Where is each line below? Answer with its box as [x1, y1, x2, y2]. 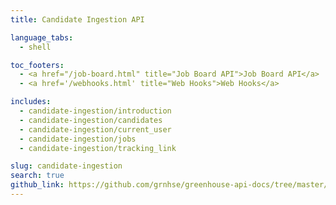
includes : [10, 97, 52, 107]
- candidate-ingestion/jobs [19, 134, 137, 144]
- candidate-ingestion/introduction [19, 106, 172, 116]
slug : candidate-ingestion [10, 161, 123, 171]
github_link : [10, 180, 65, 190]
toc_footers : [10, 60, 65, 70]
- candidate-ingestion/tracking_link [19, 143, 177, 153]
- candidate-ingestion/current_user [19, 124, 172, 135]
